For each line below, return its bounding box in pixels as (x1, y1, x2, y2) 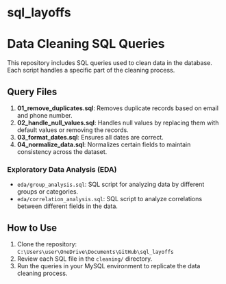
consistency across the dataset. (16, 147, 108, 155)
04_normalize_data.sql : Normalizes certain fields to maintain (16, 140, 191, 149)
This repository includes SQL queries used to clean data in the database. (7, 59, 212, 67)
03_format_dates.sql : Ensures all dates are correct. (16, 133, 164, 141)
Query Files (7, 86, 58, 97)
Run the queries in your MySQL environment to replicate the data (16, 262, 201, 270)
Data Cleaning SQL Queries (7, 36, 165, 52)
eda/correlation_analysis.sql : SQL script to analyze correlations (16, 195, 203, 203)
